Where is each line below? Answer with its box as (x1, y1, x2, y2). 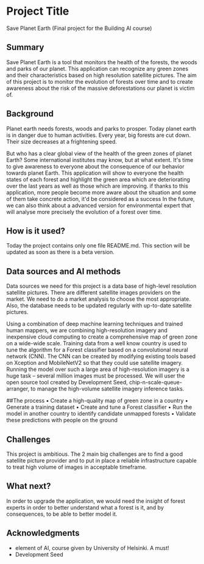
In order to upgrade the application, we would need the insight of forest (6, 497, 186, 505)
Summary (6, 42, 44, 53)
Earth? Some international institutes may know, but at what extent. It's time (6, 156, 194, 163)
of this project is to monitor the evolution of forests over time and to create (6, 78, 193, 85)
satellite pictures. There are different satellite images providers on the (6, 289, 181, 296)
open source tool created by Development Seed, (6, 379, 128, 386)
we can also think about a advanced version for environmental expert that (6, 202, 192, 209)
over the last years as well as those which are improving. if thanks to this (6, 182, 189, 189)
